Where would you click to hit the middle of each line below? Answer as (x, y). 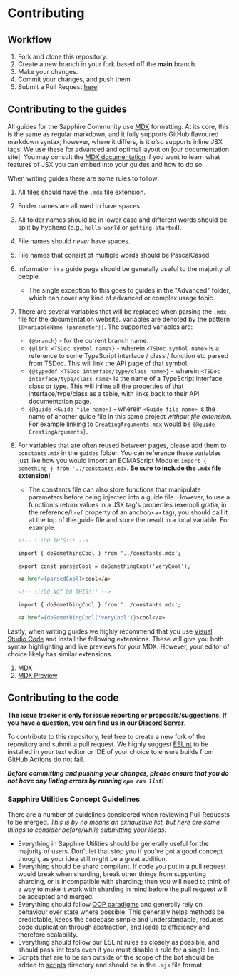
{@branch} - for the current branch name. (88, 340)
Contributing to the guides (67, 110)
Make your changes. (48, 72)
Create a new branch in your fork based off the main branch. (107, 64)
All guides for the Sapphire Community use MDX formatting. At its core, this (118, 126)
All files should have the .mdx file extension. (82, 192)
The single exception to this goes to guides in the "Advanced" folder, (129, 290)
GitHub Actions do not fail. (46, 759)
